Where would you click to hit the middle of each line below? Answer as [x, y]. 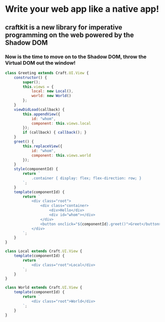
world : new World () [51, 96]
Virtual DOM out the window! [41, 63]
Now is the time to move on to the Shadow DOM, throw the [76, 57]
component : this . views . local [61, 123]
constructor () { [31, 77]
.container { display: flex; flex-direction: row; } [86, 178]
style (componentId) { [36, 169]
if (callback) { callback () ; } [55, 132]
